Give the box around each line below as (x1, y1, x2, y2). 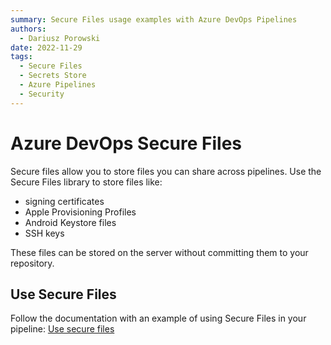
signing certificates (24, 195, 105, 207)
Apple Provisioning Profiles (24, 206, 137, 218)
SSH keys (24, 227, 65, 239)
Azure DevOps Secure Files (10, 132, 243, 155)
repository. (10, 257, 55, 269)
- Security (19, 89, 65, 99)
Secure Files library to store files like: (10, 176, 163, 188)
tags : (10, 52, 33, 62)
